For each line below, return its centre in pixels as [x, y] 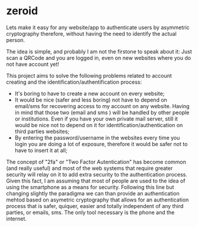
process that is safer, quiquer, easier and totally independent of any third [95, 206]
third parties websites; [42, 131]
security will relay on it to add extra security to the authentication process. [97, 174]
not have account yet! [33, 64]
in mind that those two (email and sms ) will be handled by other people [102, 112]
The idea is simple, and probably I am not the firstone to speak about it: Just [99, 51]
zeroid [22, 11]
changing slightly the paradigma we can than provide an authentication [93, 193]
